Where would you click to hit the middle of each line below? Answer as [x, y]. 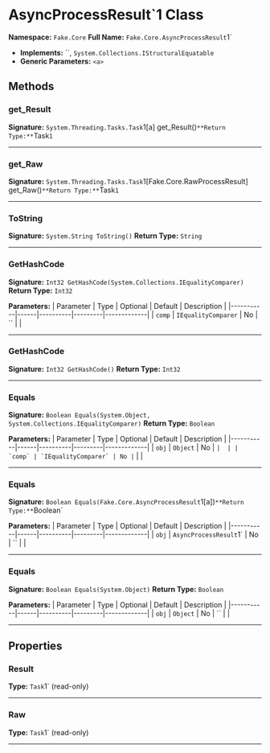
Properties [35, 646]
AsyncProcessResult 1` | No [215, 535]
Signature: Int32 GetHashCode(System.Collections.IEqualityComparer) [126, 282]
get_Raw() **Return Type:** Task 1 [63, 190]
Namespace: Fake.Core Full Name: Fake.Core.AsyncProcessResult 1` [120, 37]
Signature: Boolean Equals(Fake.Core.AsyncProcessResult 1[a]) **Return [126, 502]
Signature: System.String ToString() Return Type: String [105, 236]
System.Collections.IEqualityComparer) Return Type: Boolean [112, 423]
